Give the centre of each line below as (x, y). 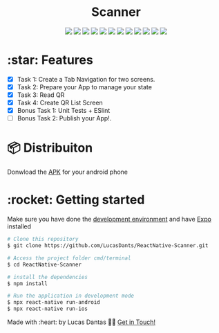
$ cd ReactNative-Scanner (44, 264)
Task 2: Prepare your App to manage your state (84, 87)
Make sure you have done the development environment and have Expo (109, 219)
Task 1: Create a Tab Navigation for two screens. (86, 79)
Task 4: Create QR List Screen (60, 103)
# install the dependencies (48, 277)
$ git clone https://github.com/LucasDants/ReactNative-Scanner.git (108, 246)
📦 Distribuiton (50, 148)
